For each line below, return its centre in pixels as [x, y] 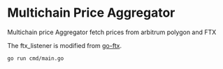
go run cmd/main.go [36, 58]
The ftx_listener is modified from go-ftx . [65, 45]
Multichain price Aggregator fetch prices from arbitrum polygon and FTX [112, 32]
